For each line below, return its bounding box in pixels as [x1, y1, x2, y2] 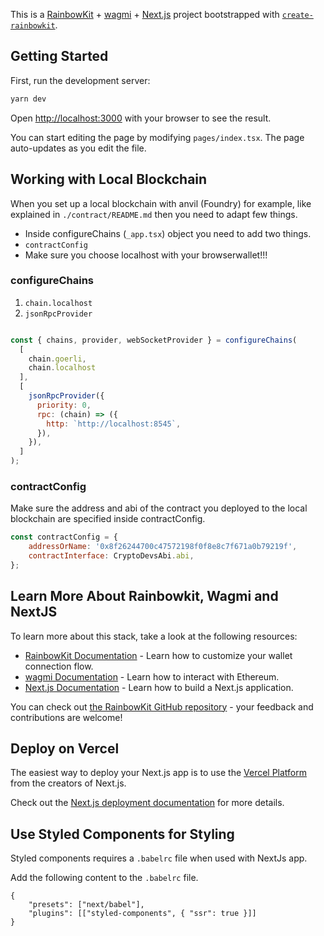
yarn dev [10, 94, 47, 104]
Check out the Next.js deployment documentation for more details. [10, 797, 285, 809]
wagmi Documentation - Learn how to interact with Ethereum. [24, 670, 280, 683]
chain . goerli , [28, 354, 87, 364]
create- [281, 10, 314, 20]
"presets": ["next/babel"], [28, 900, 145, 910]
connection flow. [24, 660, 94, 672]
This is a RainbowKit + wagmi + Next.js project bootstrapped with [10, 9, 280, 20]
